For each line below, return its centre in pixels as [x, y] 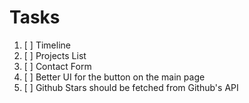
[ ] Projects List [55, 55]
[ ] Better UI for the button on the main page [114, 77]
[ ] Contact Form [57, 66]
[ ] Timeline [47, 45]
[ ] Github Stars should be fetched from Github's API [131, 87]
